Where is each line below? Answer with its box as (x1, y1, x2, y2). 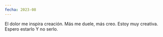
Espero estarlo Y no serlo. (4, 26, 58, 32)
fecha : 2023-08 (4, 7, 36, 12)
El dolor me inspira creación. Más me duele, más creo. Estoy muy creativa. (4, 21, 158, 27)
